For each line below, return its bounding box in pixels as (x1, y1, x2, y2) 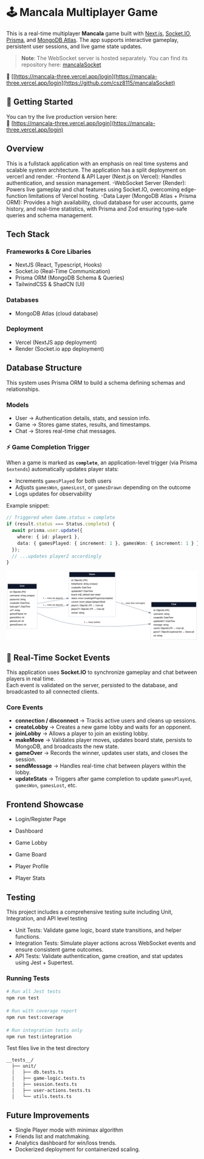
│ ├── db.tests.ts (12, 1070, 64, 1076)
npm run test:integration (6, 1034, 72, 1040)
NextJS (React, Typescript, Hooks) (15, 261, 102, 268)
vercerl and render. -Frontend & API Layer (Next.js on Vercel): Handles (6, 172, 182, 180)
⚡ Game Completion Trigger (6, 443, 90, 451)
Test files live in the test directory (6, 1045, 90, 1052)
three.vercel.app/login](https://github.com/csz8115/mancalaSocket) (6, 79, 175, 86)
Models (6, 401, 29, 409)
